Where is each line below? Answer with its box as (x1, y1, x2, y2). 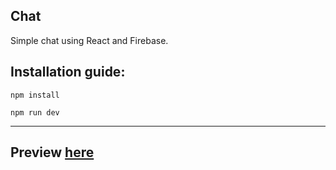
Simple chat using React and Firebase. (10, 34, 169, 46)
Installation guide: (10, 64, 126, 81)
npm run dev (10, 107, 60, 118)
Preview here (10, 144, 95, 161)
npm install (10, 90, 60, 100)
